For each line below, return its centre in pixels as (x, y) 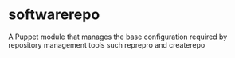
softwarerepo (54, 15)
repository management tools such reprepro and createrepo (107, 44)
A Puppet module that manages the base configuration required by (118, 37)
